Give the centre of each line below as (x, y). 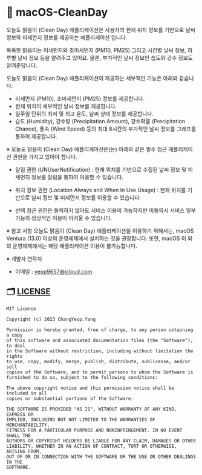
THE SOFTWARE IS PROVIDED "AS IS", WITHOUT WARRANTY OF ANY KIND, (92, 409)
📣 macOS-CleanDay (57, 12)
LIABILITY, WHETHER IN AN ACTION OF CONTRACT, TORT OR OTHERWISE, (92, 446)
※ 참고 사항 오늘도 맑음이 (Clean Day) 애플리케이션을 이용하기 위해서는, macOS (100, 231)
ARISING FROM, (24, 451)
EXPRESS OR (20, 414)
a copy (15, 335)
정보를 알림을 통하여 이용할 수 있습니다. (77, 177)
